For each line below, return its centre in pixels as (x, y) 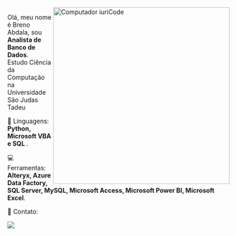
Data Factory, (28, 183)
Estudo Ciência (29, 62)
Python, (19, 129)
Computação (26, 77)
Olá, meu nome (29, 17)
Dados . (18, 55)
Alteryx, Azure (29, 175)
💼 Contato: (23, 212)
